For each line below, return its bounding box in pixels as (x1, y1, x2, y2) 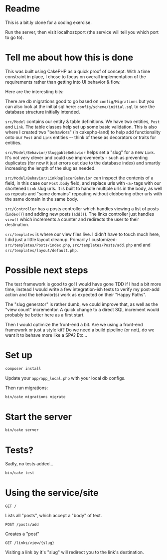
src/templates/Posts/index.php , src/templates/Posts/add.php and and (5, 242, 151, 248)
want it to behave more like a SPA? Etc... (5, 332, 87, 338)
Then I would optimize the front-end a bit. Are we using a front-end (5, 321, 143, 327)
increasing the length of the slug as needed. (5, 165, 96, 171)
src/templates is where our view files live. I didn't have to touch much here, (5, 231, 161, 237)
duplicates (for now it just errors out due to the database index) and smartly (5, 160, 161, 166)
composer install (5, 366, 41, 371)
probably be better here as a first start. (5, 312, 85, 318)
